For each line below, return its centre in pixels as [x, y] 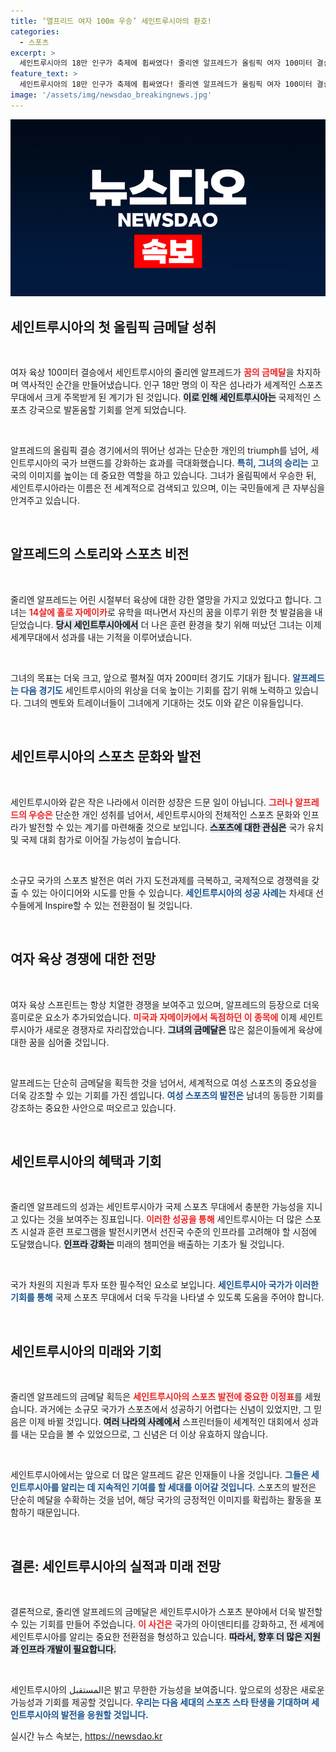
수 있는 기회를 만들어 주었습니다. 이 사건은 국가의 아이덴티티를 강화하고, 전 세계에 [167, 1624]
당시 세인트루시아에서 [97, 624]
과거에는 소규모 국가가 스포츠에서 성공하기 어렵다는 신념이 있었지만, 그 [175, 1409]
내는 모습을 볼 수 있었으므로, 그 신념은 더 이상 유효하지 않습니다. [144, 1434]
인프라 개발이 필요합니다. [68, 1649]
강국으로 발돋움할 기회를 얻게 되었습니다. [107, 410]
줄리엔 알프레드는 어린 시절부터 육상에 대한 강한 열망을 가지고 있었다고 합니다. [161, 599]
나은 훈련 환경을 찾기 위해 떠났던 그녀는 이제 [236, 624]
